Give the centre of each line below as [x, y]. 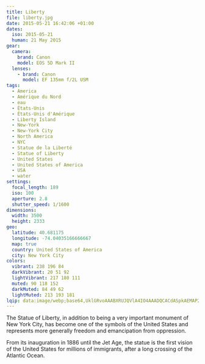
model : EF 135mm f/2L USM [55, 80]
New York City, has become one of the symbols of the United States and [97, 324]
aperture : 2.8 [30, 198]
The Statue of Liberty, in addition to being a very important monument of [98, 318]
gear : [13, 46]
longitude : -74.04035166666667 [52, 238]
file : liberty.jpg [30, 18]
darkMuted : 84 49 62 [38, 289]
